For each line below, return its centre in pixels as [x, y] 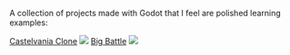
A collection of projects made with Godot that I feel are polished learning [145, 13]
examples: [29, 23]
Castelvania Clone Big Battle [68, 41]
